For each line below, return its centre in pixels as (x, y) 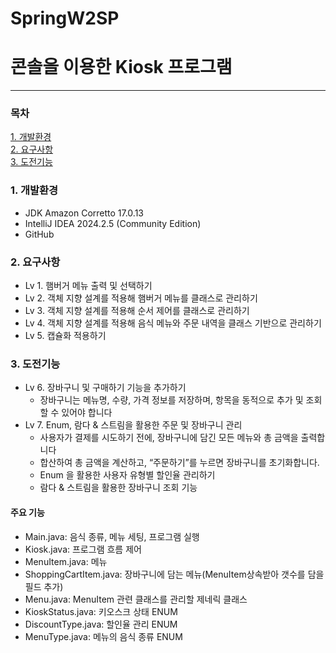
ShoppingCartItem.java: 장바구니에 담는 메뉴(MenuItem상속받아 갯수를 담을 (174, 574)
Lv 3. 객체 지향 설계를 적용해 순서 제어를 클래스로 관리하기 (137, 311)
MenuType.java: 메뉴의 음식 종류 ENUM (103, 636)
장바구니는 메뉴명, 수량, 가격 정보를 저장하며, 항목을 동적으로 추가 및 (171, 400)
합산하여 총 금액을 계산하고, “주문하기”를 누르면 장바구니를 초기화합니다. (179, 463)
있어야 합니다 (87, 413)
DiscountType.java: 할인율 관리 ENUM (101, 624)
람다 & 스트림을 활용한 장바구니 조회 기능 (118, 488)
